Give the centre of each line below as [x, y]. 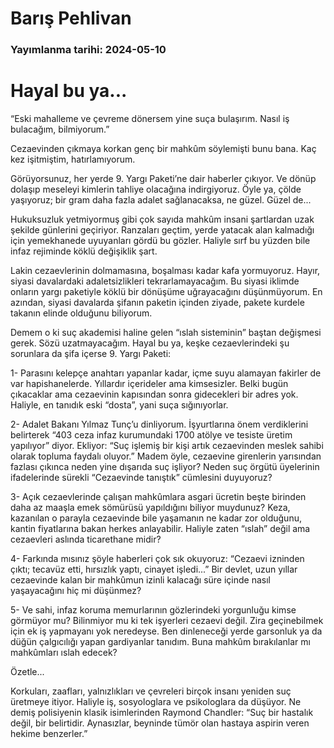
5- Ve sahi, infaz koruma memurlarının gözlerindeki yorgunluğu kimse [153, 610]
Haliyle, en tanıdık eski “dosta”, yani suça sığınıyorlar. [119, 405]
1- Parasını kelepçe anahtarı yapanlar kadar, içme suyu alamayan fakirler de [166, 373]
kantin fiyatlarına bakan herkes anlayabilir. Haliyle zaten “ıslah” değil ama [160, 529]
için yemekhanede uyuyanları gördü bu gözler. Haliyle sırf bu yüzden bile [160, 241]
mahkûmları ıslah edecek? [64, 653]
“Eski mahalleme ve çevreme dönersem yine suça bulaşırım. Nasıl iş [150, 119]
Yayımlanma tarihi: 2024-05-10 [88, 50]
